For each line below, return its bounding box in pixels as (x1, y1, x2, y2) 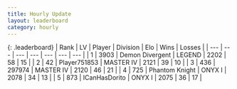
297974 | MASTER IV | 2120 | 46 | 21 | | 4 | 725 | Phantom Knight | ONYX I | (7, 66, 227, 75)
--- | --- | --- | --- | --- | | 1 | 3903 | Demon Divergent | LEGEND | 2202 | (15, 51, 226, 59)
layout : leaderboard (7, 17, 69, 24)
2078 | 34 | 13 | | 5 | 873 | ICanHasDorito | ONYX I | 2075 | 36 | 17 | (7, 73, 202, 82)
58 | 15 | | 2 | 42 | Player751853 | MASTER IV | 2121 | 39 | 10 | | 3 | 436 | (7, 58, 216, 67)
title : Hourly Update (7, 10, 72, 18)
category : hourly (7, 23, 59, 31)
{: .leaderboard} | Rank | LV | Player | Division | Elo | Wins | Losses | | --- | (7, 43, 223, 52)
